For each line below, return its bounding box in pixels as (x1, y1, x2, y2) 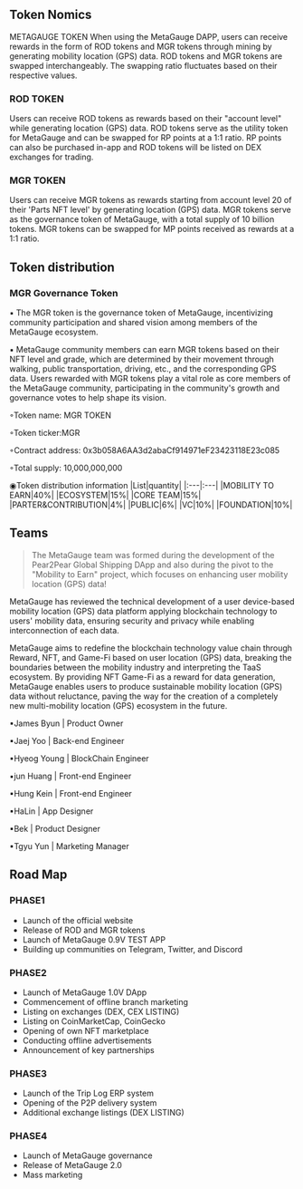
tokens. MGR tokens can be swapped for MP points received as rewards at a (9, 224, 295, 235)
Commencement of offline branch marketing (22, 996, 188, 1007)
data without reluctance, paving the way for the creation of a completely (9, 691, 279, 701)
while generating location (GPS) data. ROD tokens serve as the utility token (9, 122, 289, 134)
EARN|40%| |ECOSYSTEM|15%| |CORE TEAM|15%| (9, 489, 202, 501)
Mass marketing (22, 1169, 83, 1181)
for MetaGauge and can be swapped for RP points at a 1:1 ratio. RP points (9, 132, 282, 143)
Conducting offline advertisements (22, 1035, 152, 1046)
